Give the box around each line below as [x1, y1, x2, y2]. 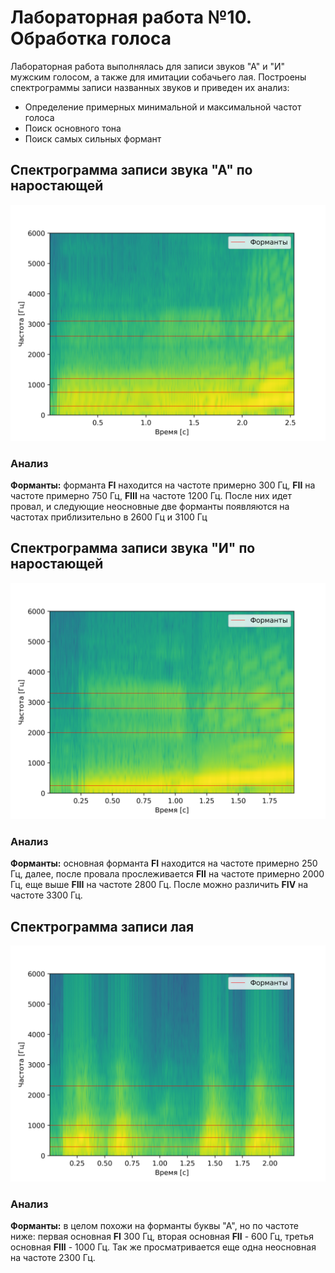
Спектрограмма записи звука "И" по [10, 540, 256, 557]
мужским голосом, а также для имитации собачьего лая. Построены [10, 71, 307, 83]
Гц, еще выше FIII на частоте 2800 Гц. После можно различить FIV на [10, 879, 309, 891]
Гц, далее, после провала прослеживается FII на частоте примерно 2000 [10, 868, 325, 880]
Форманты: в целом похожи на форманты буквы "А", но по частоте [10, 1220, 299, 1232]
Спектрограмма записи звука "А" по [10, 162, 253, 179]
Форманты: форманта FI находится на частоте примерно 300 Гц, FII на [10, 479, 316, 491]
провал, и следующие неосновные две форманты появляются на [10, 501, 290, 513]
